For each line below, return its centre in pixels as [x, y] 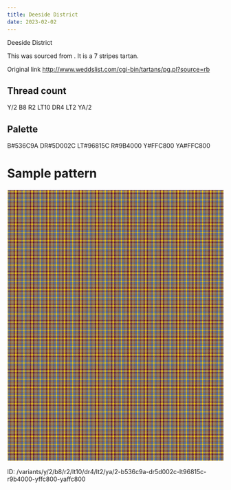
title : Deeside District [43, 14]
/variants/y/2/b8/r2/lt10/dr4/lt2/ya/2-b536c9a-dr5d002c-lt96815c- [111, 472]
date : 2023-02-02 [32, 22]
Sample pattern [52, 174]
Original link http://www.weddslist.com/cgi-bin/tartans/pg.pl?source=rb [109, 69]
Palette [23, 129]
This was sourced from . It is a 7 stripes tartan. [73, 56]
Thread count [37, 91]
